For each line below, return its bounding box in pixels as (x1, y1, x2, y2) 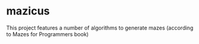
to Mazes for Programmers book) (6, 30, 89, 37)
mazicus (6, 4, 50, 18)
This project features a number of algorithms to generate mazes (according (6, 24, 194, 31)
